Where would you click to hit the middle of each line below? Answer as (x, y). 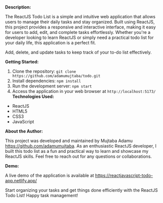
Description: (18, 7)
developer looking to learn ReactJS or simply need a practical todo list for (79, 37)
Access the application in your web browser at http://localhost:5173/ (84, 91)
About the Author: (24, 131)
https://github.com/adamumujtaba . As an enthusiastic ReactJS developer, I (81, 146)
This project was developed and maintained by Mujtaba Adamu (69, 141)
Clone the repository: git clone (44, 71)
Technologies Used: (33, 96)
